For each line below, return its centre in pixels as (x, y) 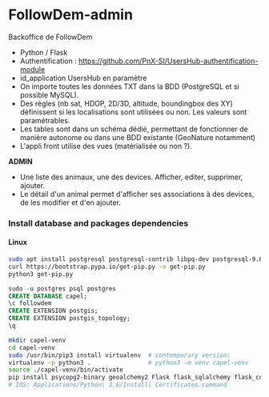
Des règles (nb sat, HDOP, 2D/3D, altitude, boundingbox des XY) (126, 103)
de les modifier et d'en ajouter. (70, 203)
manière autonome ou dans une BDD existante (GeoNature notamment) (138, 137)
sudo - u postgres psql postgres (62, 289)
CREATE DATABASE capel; (48, 296)
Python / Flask (44, 52)
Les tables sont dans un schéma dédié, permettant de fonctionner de (134, 129)
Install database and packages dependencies (98, 223)
